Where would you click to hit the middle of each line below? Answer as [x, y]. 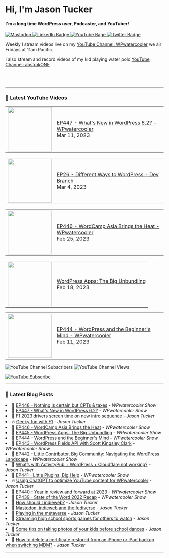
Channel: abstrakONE [28, 65]
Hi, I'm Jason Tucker [49, 9]
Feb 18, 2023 [73, 287]
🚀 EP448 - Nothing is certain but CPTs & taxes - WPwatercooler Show [84, 405]
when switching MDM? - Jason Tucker [45, 545]
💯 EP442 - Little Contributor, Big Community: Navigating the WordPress [86, 454]
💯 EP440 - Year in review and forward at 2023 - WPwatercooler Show [84, 492]
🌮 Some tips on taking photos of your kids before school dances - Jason [87, 529]
